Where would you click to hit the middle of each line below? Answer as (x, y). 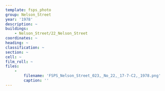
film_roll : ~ (19, 62)
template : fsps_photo (28, 10)
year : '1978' (19, 19)
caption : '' (37, 80)
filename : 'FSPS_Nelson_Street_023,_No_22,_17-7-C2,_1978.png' (92, 76)
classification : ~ (25, 48)
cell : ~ (14, 57)
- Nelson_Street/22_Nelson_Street (51, 33)
